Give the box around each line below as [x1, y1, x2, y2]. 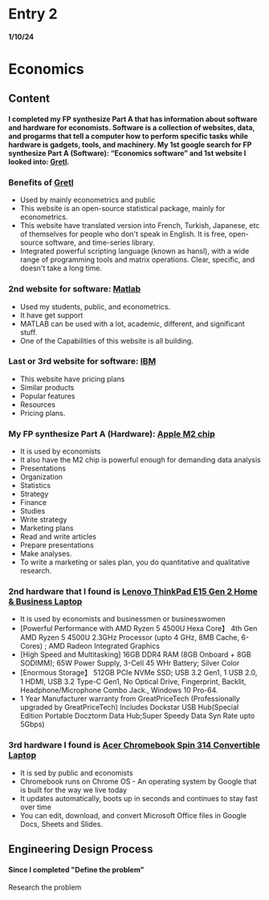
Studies [19, 507, 46, 516]
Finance [19, 498, 47, 507]
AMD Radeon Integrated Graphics [48, 641, 161, 651]
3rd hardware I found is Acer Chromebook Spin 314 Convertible [8, 739, 261, 751]
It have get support [19, 310, 84, 320]
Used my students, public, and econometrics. [19, 302, 171, 312]
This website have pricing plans [19, 374, 125, 384]
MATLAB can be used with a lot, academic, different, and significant [19, 319, 245, 328]
